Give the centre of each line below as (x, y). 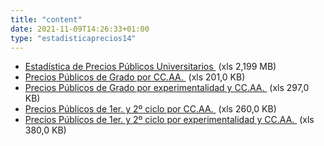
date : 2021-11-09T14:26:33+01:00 (80, 29)
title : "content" (46, 19)
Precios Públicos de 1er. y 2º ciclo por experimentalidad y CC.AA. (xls (169, 120)
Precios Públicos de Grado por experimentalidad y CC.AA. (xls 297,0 (167, 88)
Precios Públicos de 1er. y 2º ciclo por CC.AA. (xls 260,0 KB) (150, 109)
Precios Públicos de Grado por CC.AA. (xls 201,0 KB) (135, 77)
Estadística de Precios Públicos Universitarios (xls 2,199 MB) (150, 67)
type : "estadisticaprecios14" (73, 38)
